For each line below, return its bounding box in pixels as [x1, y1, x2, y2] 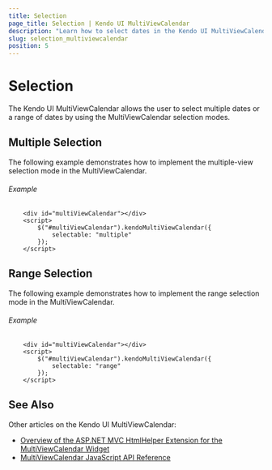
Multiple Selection [8, 135, 103, 150]
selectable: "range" [51, 362, 121, 370]
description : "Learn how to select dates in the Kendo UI [8, 27, 208, 35]
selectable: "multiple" [51, 231, 132, 239]
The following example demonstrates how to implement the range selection [8, 288, 260, 298]
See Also [8, 398, 54, 412]
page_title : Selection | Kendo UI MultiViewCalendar [8, 19, 190, 28]
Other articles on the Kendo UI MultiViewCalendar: [8, 419, 176, 429]
